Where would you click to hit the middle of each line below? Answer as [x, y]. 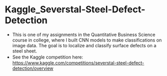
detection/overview [33, 68]
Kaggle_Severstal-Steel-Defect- [75, 9]
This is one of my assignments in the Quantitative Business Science [84, 34]
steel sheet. [24, 51]
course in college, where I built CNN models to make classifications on [87, 40]
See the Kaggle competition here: [48, 57]
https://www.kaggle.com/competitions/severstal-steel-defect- [78, 63]
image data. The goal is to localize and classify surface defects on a [84, 45]
